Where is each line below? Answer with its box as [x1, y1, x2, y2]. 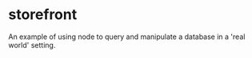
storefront [8, 6, 78, 24]
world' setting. [8, 40, 56, 49]
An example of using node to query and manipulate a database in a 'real [8, 32, 246, 41]
